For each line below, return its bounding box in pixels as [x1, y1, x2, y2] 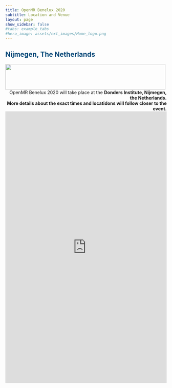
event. [153, 105, 167, 111]
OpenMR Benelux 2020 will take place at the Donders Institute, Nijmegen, [9, 89, 167, 95]
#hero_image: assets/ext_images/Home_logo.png [5, 31, 106, 36]
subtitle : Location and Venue [5, 12, 70, 17]
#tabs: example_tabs [5, 27, 50, 32]
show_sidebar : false [5, 21, 50, 27]
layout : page [5, 17, 33, 22]
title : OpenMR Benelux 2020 [5, 7, 66, 13]
